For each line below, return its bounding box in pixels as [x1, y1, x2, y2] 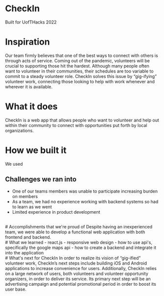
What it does [5, 101, 58, 112]
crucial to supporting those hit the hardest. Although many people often [5, 63, 149, 69]
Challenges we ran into [5, 175, 77, 184]
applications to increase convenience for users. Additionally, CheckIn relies [5, 265, 157, 271]
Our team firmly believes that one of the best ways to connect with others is [5, 52, 158, 58]
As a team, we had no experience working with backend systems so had [12, 198, 159, 204]
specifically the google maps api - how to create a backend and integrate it [5, 245, 157, 250]
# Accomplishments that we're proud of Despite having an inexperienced [5, 223, 153, 229]
